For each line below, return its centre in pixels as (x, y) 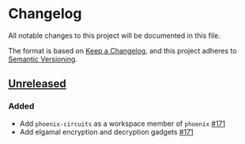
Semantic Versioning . (43, 59)
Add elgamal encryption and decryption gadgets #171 (106, 131)
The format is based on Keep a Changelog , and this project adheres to (122, 50)
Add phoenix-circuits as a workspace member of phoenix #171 (122, 124)
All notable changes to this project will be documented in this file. (115, 35)
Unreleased (38, 84)
